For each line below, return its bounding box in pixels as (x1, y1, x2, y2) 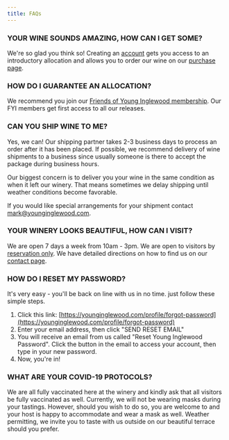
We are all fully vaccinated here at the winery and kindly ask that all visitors (7, 388, 222, 396)
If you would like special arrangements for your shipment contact (7, 201, 194, 209)
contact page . (7, 256, 47, 265)
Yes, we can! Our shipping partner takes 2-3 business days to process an (7, 137, 217, 146)
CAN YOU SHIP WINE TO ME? (7, 122, 108, 131)
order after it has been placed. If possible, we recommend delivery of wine (7, 145, 221, 153)
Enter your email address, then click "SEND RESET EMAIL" (17, 325, 185, 334)
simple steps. (7, 297, 46, 306)
